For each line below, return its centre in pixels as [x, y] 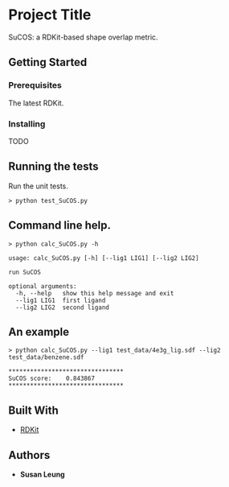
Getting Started [48, 62]
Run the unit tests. [38, 186]
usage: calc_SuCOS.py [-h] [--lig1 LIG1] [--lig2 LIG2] [104, 258]
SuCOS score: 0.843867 [51, 379]
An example [39, 332]
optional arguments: [43, 286]
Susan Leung [43, 474]
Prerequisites [35, 85]
